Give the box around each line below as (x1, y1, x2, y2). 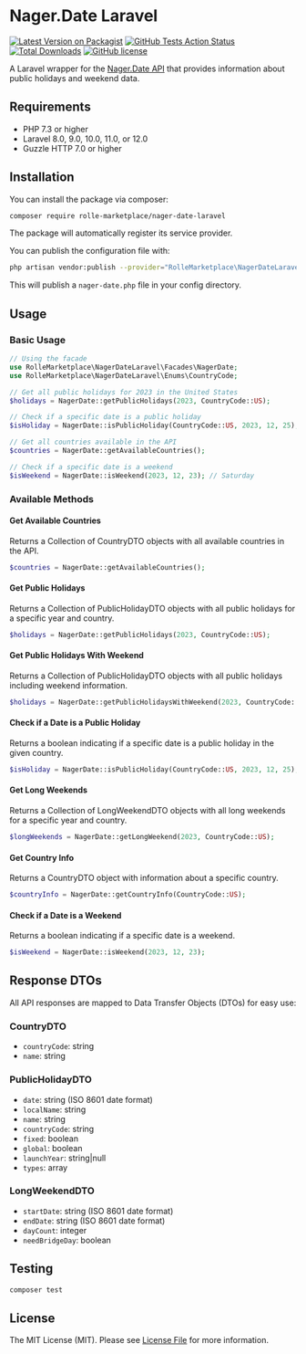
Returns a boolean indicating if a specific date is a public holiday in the (9, 737, 275, 749)
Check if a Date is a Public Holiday (9, 718, 141, 729)
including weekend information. (9, 679, 128, 690)
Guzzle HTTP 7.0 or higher (22, 142, 123, 153)
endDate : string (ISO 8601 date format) (22, 1215, 166, 1226)
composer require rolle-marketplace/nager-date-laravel (9, 211, 226, 220)
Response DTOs (9, 973, 103, 989)
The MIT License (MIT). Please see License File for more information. (9, 1335, 269, 1346)
